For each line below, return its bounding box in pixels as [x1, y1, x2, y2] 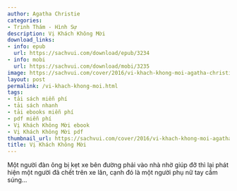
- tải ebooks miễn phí [7, 109, 74, 116]
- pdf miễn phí [7, 115, 52, 122]
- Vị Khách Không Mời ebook [7, 121, 90, 129]
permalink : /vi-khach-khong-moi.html [7, 82, 119, 90]
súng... [7, 175, 28, 184]
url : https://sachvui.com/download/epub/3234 [13, 50, 150, 57]
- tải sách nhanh [7, 102, 59, 109]
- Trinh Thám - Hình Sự [7, 23, 78, 30]
